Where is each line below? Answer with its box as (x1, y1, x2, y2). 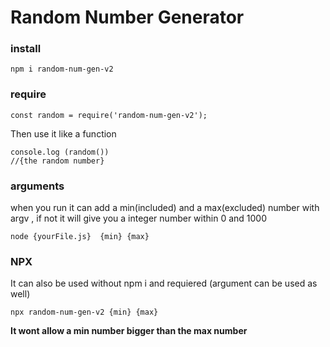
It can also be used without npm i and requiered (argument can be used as (10, 277, 318, 290)
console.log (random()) (10, 147, 110, 157)
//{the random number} (10, 156, 105, 166)
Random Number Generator (10, 6, 245, 29)
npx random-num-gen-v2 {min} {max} (10, 307, 159, 318)
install (10, 42, 42, 56)
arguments (10, 179, 65, 193)
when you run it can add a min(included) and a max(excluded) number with (10, 202, 320, 214)
